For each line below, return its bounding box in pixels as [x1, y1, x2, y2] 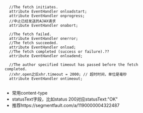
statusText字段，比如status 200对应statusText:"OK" [11, 96, 118, 102]
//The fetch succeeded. [9, 40, 58, 45]
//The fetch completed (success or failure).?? [9, 49, 110, 54]
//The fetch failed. [9, 32, 52, 37]
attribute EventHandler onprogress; [9, 13, 85, 18]
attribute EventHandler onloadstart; [9, 9, 87, 14]
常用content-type [11, 90, 48, 96]
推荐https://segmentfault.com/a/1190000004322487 [11, 103, 120, 108]
